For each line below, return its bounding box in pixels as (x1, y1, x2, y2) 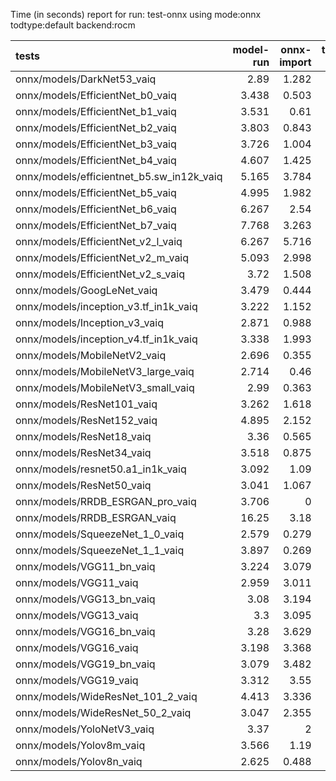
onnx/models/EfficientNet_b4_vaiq (15, 154, 177, 167)
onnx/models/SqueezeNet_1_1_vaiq (15, 544, 185, 557)
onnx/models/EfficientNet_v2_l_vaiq (15, 235, 183, 248)
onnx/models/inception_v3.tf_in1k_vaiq (15, 300, 198, 313)
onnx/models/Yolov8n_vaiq (15, 755, 143, 768)
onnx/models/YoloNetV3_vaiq (15, 722, 155, 736)
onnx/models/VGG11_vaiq (15, 576, 139, 589)
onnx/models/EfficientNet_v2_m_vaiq (15, 251, 190, 264)
